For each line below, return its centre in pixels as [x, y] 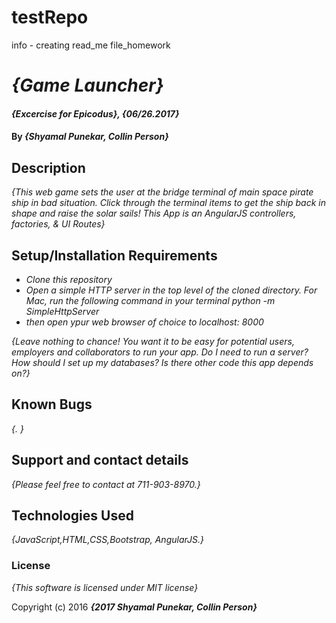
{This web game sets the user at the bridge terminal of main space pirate [162, 192]
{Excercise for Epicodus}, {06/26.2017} [95, 113]
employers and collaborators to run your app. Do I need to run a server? [160, 352]
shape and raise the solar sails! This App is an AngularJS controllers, [154, 213]
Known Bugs [52, 404]
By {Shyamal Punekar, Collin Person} [90, 137]
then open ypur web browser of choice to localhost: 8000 [144, 322]
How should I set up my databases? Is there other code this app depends [162, 362]
